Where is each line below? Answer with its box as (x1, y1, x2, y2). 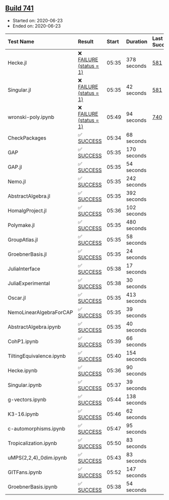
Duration (126, 38, 147, 45)
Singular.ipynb (8, 381, 42, 388)
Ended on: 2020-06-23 (12, 23, 61, 29)
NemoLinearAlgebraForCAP (8, 308, 73, 315)
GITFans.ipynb (8, 469, 42, 476)
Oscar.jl (8, 294, 26, 301)
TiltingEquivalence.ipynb (8, 352, 66, 359)
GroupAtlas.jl (8, 236, 38, 243)
